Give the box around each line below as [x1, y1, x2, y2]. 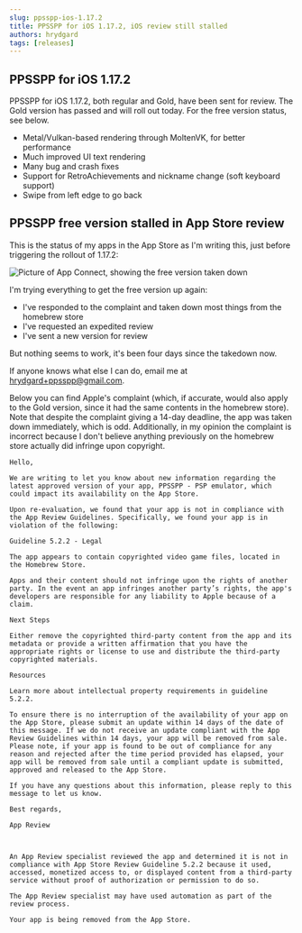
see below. [9, 114, 50, 126]
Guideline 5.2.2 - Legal [9, 536, 103, 545]
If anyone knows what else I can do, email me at [9, 365, 188, 376]
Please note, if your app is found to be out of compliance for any [9, 741, 272, 751]
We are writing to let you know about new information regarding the [9, 473, 277, 482]
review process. [9, 899, 70, 909]
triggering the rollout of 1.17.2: [9, 249, 119, 260]
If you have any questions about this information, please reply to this [9, 781, 293, 790]
